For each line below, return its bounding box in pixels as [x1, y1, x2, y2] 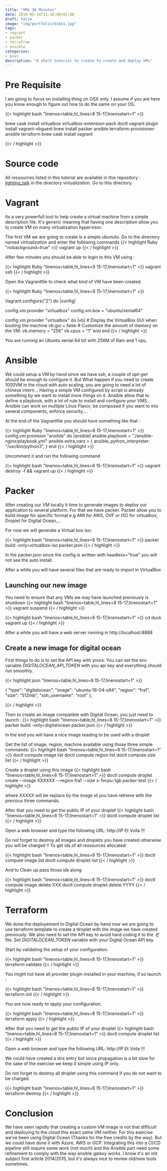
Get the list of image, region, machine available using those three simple [5, 741, 153, 747]
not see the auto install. [5, 557, 53, 563]
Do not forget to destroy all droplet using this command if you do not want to [5, 1070, 162, 1076]
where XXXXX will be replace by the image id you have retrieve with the [5, 792, 152, 798]
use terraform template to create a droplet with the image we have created [5, 926, 158, 932]
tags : [5, 26, 16, 31]
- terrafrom [5, 40, 30, 45]
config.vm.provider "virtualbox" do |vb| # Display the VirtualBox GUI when [5, 317, 158, 323]
